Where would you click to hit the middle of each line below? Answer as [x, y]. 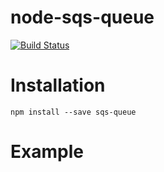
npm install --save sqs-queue [73, 112]
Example [47, 152]
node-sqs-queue [82, 17]
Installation [58, 85]
